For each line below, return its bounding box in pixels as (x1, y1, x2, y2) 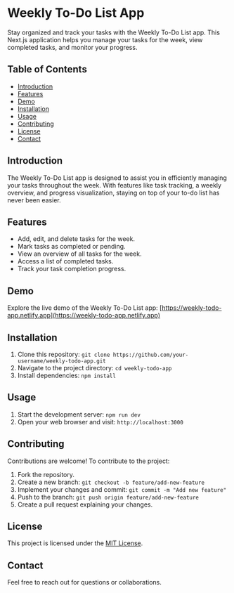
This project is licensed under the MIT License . (7, 539, 143, 547)
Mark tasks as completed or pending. (17, 242, 126, 251)
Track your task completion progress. (17, 265, 126, 273)
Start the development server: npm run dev (17, 410, 141, 419)
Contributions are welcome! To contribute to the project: (7, 457, 170, 465)
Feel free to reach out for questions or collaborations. (7, 578, 162, 587)
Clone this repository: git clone (17, 350, 110, 358)
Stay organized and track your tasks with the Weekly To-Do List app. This (7, 28, 220, 37)
